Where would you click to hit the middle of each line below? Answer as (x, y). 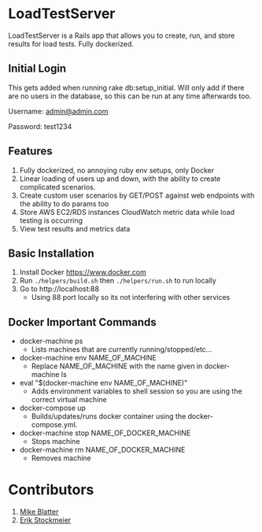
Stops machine (55, 441)
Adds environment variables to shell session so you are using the (137, 391)
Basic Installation (51, 253)
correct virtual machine (69, 400)
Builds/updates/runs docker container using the (109, 416)
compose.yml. (54, 425)
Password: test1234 (40, 126)
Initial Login (37, 69)
